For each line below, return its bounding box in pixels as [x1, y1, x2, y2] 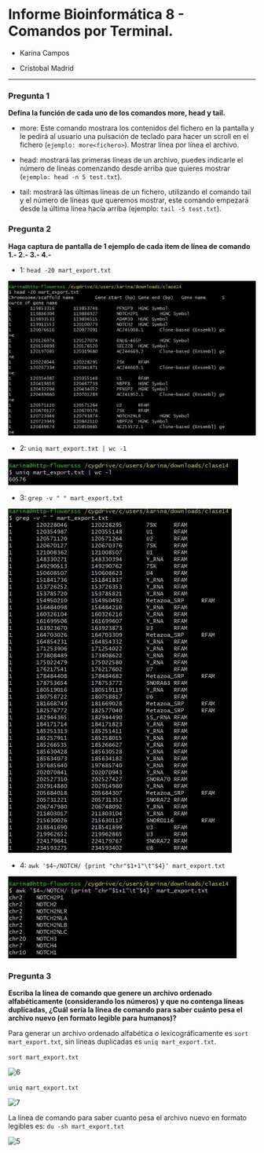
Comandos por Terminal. [8, 22, 174, 40]
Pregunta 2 [8, 224, 52, 235]
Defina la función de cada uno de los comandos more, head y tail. [8, 108, 226, 118]
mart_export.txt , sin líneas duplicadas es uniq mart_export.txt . [8, 1037, 217, 1046]
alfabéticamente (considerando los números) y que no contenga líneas [8, 997, 244, 1006]
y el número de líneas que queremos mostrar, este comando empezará [19, 196, 249, 205]
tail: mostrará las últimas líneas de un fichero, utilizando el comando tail [19, 187, 251, 197]
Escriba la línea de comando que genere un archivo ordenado [8, 988, 212, 998]
